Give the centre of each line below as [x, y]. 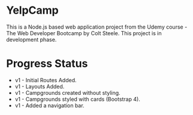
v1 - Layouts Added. [40, 86]
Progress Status [47, 64]
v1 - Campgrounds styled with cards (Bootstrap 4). [78, 99]
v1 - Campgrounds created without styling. [68, 92]
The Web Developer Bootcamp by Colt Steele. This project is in [84, 33]
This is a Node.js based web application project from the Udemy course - [97, 27]
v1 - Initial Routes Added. [46, 80]
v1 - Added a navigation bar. [50, 105]
